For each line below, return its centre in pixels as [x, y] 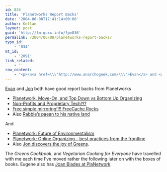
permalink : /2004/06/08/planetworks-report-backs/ [59, 38]
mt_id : [12, 51]
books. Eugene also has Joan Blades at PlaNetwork [58, 164]
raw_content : [19, 70]
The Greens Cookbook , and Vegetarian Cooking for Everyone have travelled [83, 153]
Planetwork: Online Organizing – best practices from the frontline [79, 138]
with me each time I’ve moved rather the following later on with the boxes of [83, 159]
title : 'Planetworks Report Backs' [42, 14]
